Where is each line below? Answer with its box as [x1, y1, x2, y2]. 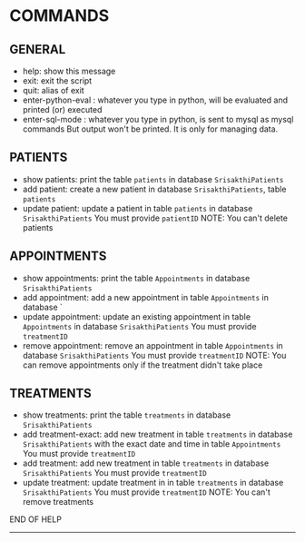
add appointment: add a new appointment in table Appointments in [22, 291, 270, 302]
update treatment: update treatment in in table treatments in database [22, 478, 284, 488]
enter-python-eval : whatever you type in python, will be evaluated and [22, 94, 289, 105]
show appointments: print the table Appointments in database [22, 272, 251, 283]
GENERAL [9, 42, 66, 57]
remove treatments [22, 497, 93, 508]
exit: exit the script [22, 75, 93, 86]
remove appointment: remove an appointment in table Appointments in [22, 340, 283, 350]
